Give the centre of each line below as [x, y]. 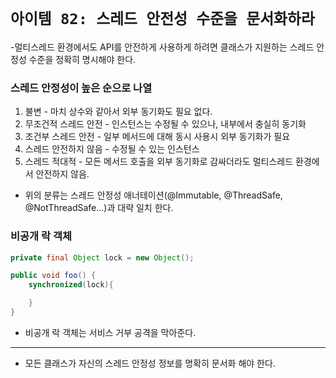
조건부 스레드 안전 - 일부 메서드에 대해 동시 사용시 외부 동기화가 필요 [157, 137]
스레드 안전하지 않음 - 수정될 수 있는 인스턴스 [112, 149]
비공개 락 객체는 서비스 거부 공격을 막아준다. [110, 332]
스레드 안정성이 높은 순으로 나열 [81, 88]
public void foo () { [53, 276]
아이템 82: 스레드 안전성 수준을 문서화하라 [162, 19]
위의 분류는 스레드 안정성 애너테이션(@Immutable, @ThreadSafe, [153, 195]
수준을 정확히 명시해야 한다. [82, 59]
